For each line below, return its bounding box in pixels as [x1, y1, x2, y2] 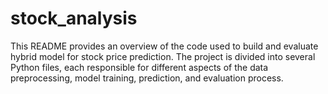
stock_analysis [10, 7, 138, 30]
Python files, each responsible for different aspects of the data [10, 61, 269, 73]
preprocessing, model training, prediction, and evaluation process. [10, 72, 284, 84]
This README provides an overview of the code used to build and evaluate [10, 40, 319, 52]
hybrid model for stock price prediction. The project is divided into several [10, 50, 316, 62]
